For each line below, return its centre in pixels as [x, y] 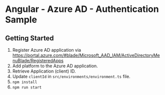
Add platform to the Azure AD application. [55, 66]
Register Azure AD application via [46, 50]
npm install [25, 82]
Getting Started [30, 38]
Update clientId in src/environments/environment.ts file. [71, 76]
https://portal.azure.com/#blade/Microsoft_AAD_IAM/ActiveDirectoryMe [86, 55]
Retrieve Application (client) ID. [44, 71]
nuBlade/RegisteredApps [38, 60]
